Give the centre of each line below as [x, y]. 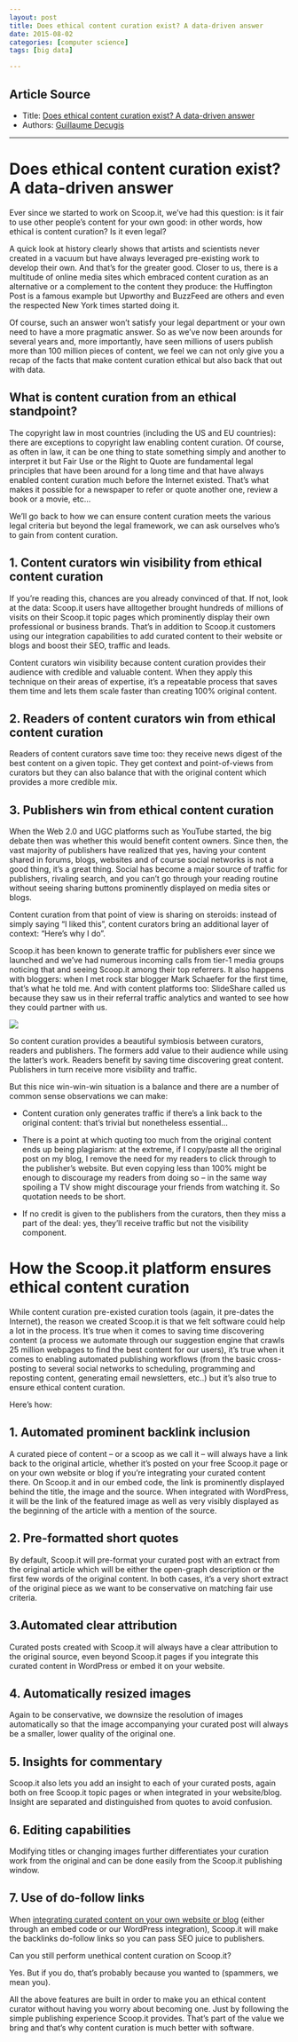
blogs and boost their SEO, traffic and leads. [90, 645]
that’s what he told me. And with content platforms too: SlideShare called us [148, 989]
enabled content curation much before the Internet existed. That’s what [139, 479]
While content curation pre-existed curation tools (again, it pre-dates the [142, 1312]
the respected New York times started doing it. [94, 305]
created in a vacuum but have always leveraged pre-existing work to [134, 257]
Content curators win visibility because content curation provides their [137, 662]
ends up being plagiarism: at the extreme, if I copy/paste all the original [152, 1150]
